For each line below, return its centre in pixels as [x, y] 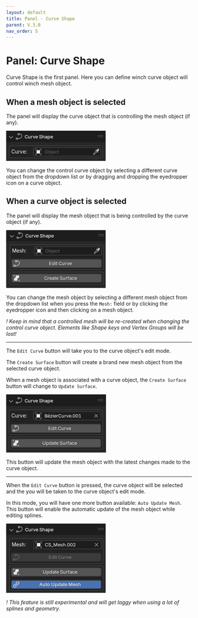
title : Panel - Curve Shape [41, 19]
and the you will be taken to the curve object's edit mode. [76, 491]
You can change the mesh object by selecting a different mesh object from [97, 297]
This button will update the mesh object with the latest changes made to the [98, 462]
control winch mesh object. [39, 84]
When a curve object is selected [66, 201]
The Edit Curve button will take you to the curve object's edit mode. [89, 351]
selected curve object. [33, 368]
